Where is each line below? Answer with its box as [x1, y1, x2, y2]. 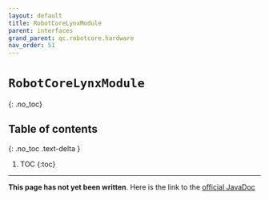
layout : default [8, 11, 62, 20]
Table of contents [8, 122, 98, 136]
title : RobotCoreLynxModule [8, 19, 102, 27]
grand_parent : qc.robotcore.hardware [8, 34, 134, 42]
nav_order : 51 [8, 42, 56, 50]
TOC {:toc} [19, 159, 56, 169]
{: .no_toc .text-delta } [8, 143, 81, 153]
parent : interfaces [8, 26, 74, 34]
